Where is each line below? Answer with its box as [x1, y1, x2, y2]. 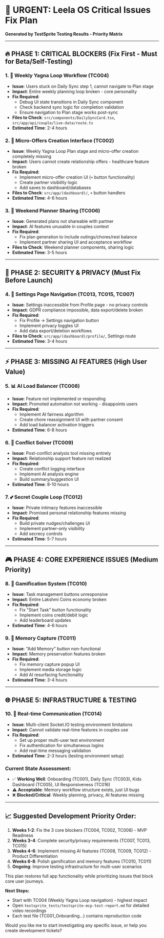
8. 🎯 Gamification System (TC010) [5, 580, 87, 587]
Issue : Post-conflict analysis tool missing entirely [12, 450, 111, 456]
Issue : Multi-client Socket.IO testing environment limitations [12, 722, 133, 727]
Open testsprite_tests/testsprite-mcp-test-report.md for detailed [12, 902, 149, 908]
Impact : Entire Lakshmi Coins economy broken [12, 596, 106, 602]
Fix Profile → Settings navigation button [19, 317, 99, 323]
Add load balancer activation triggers [19, 422, 94, 427]
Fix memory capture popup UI [19, 661, 80, 667]
